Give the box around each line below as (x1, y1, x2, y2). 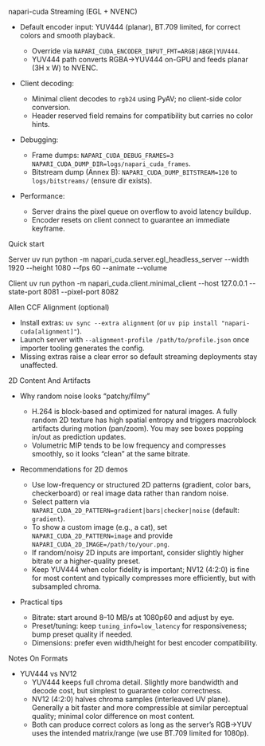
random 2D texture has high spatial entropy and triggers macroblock (31, 415, 257, 424)
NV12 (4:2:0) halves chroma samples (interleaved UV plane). (31, 694, 231, 704)
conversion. (31, 103, 71, 112)
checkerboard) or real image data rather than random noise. (31, 488, 229, 498)
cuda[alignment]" (19, 328, 78, 336)
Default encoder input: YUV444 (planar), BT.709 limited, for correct (19, 22, 241, 31)
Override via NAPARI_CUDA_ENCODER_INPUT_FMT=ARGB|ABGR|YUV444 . (31, 46, 240, 55)
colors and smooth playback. (19, 31, 115, 40)
